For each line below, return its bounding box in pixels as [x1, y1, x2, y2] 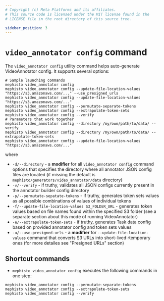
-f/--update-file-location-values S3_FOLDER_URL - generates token [12, 203, 153, 209]
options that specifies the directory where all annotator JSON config [12, 166, 152, 172]
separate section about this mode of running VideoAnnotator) [12, 214, 138, 220]
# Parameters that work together [5, 117, 74, 122]
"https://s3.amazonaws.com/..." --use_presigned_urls [5, 91, 119, 96]
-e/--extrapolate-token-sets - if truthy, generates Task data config [12, 219, 151, 225]
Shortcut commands [5, 254, 70, 263]
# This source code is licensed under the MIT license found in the [5, 12, 150, 17]
